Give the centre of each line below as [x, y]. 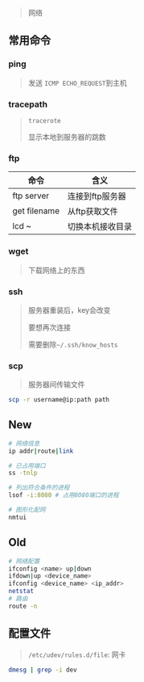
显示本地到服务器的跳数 [67, 137]
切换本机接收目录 [100, 227]
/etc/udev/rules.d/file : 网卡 [77, 655]
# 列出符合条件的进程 [39, 488]
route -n [23, 606]
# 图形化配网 [27, 510]
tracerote [45, 120]
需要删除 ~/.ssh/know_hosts [73, 344]
